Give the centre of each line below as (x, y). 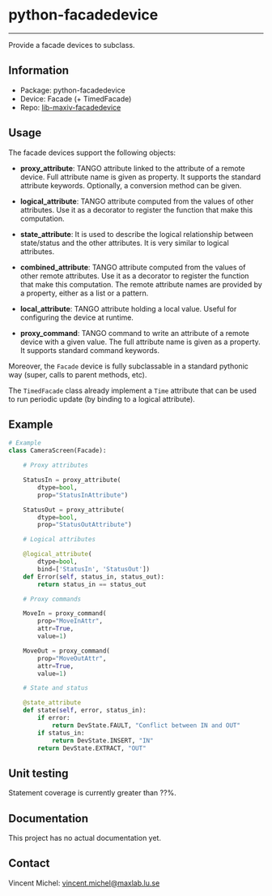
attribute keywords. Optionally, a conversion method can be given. (131, 185)
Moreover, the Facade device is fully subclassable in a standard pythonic (129, 366)
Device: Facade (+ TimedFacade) (76, 98)
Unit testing (38, 773)
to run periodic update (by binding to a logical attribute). (102, 398)
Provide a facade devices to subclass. (72, 45)
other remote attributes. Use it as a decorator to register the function (134, 276)
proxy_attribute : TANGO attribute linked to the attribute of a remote (132, 168)
